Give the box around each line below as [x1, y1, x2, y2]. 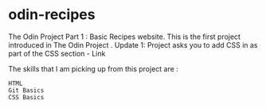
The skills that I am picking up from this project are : [8, 64, 179, 73]
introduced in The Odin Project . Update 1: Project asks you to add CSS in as [8, 40, 258, 49]
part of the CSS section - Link [8, 48, 106, 58]
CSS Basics [8, 93, 45, 101]
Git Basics [8, 86, 45, 94]
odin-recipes [8, 6, 96, 24]
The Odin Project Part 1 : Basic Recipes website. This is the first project [8, 32, 241, 41]
